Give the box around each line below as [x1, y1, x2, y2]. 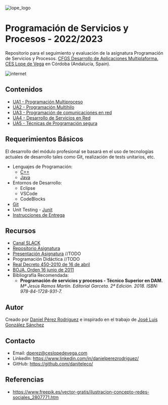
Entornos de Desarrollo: [12, 180, 62, 186]
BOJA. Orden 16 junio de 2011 [12, 267, 74, 273]
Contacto [5, 337, 35, 345]
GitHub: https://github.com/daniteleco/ [12, 361, 93, 367]
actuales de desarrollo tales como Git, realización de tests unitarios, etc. [5, 153, 155, 159]
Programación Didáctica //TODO [12, 256, 80, 262]
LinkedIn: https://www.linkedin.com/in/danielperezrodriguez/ [12, 355, 139, 361]
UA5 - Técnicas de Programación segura [12, 120, 97, 126]
